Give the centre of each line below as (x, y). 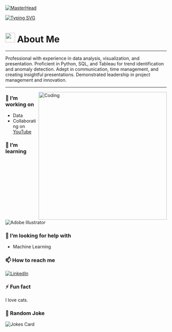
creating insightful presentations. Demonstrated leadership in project (78, 75)
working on (20, 104)
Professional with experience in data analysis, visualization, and (72, 58)
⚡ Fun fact (18, 287)
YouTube (22, 132)
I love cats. (17, 300)
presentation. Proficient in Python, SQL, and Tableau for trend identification (85, 63)
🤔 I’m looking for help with (38, 235)
